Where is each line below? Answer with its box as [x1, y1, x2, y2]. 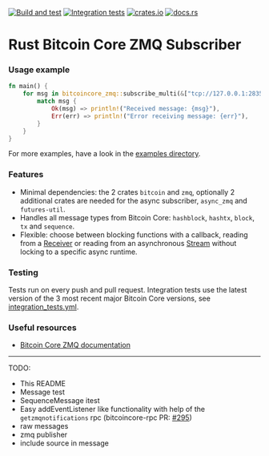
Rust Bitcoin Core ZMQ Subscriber [8, 36, 242, 54]
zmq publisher [19, 430, 68, 440]
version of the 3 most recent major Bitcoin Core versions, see [8, 293, 211, 304]
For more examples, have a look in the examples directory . [8, 149, 201, 159]
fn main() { [8, 83, 48, 91]
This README [19, 379, 66, 389]
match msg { [37, 97, 78, 106]
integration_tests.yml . [8, 302, 79, 312]
